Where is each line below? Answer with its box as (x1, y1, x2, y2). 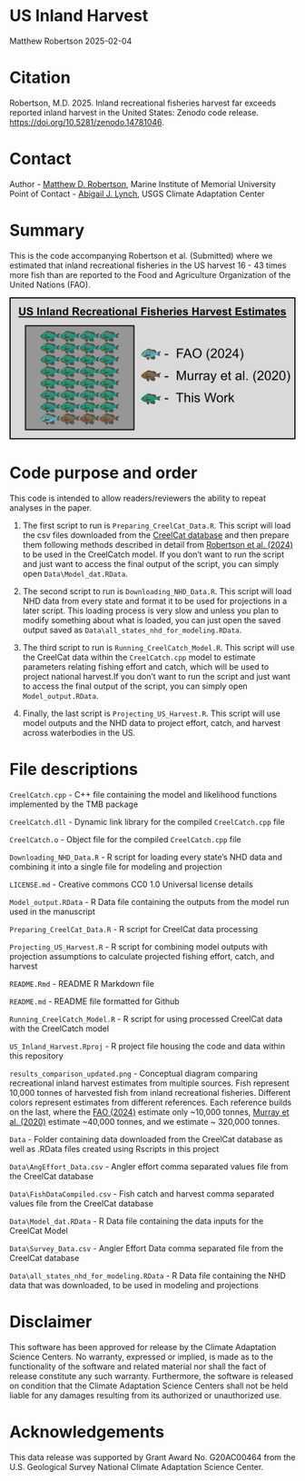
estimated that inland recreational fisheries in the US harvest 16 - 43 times (9, 260, 287, 271)
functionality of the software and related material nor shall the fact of (9, 1360, 267, 1372)
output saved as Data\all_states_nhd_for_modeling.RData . (22, 624, 242, 635)
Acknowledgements (9, 1421, 165, 1442)
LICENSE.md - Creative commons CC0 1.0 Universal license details (9, 879, 254, 890)
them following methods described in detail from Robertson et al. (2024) (22, 539, 293, 550)
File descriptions (9, 759, 139, 780)
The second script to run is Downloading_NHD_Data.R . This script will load (22, 585, 292, 596)
